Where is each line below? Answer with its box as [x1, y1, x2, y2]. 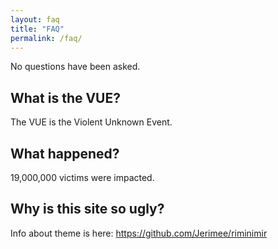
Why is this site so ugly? [10, 201, 165, 218]
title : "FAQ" [10, 24, 65, 34]
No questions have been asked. [10, 61, 141, 73]
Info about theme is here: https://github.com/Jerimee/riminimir [10, 227, 268, 239]
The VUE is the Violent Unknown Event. [10, 116, 173, 128]
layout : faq [10, 14, 60, 25]
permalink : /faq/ [10, 33, 83, 43]
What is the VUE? [10, 89, 121, 106]
